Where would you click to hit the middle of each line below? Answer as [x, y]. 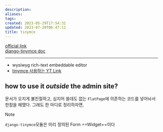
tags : [10, 18]
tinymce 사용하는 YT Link [37, 71]
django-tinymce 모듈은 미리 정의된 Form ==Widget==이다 [60, 124]
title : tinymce [20, 32]
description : [18, 9]
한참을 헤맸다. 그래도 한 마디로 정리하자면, [44, 104]
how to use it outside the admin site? [61, 86]
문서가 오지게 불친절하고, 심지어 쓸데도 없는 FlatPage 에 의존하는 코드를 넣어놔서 [81, 99]
